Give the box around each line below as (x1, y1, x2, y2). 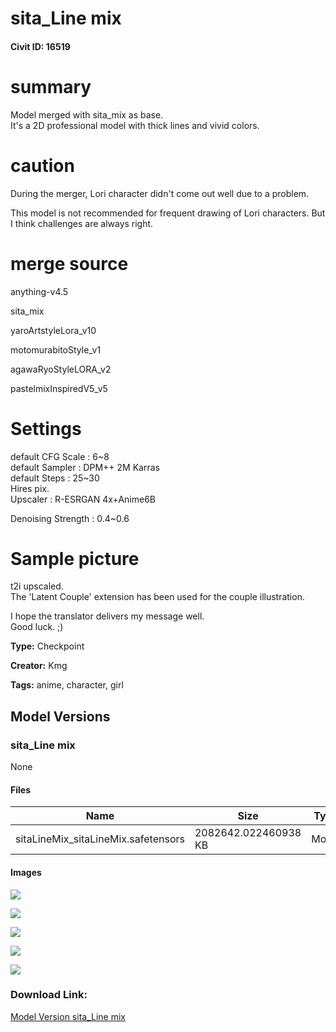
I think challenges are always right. (10, 217, 154, 229)
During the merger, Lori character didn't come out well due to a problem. (10, 187, 310, 199)
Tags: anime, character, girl (10, 679, 124, 691)
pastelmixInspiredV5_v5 (10, 382, 108, 394)
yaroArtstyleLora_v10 (10, 324, 97, 336)
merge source (10, 252, 129, 275)
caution (10, 154, 75, 177)
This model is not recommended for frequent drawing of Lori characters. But (10, 207, 326, 219)
